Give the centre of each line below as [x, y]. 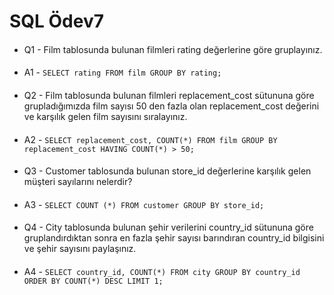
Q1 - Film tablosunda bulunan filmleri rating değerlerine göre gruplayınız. [173, 49]
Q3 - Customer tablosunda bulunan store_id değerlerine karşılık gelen [167, 171]
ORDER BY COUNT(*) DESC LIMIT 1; [93, 281]
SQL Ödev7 [57, 21]
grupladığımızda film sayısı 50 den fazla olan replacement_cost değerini [171, 106]
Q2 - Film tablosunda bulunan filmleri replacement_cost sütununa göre [169, 95]
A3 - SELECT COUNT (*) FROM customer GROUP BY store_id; [144, 204]
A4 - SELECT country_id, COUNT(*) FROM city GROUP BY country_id [162, 271]
